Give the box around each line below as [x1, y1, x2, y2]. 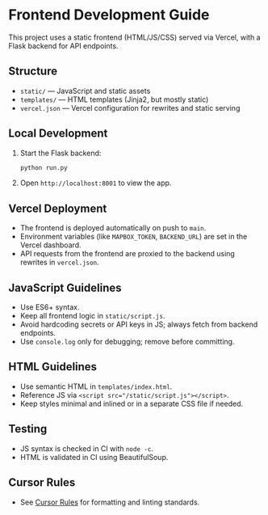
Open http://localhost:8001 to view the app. [19, 178, 172, 188]
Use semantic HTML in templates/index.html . [19, 382, 173, 391]
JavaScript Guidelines [8, 281, 123, 294]
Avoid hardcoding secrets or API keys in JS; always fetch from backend [19, 319, 258, 329]
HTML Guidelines [8, 360, 98, 374]
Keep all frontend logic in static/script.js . [19, 311, 165, 321]
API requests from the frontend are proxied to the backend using [19, 249, 236, 259]
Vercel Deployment [8, 201, 107, 215]
